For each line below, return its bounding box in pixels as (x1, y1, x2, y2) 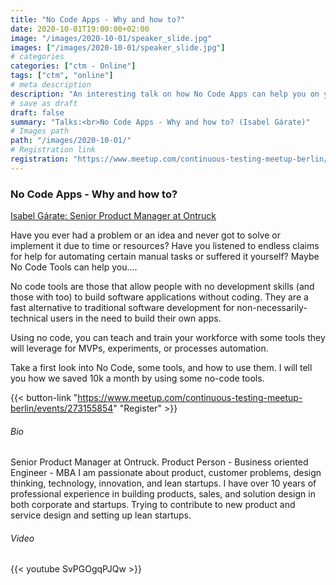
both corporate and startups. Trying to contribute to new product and (10, 499, 296, 511)
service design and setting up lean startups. (10, 509, 192, 521)
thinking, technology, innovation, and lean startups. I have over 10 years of (10, 477, 317, 490)
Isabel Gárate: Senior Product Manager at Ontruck (10, 210, 217, 222)
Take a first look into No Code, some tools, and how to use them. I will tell (10, 362, 313, 374)
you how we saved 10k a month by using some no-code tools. (10, 372, 265, 385)
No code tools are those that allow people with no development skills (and (10, 281, 315, 293)
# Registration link (10, 145, 97, 155)
